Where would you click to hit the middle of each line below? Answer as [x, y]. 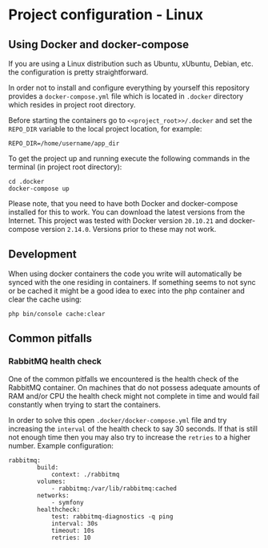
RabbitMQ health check [55, 361]
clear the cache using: [45, 299]
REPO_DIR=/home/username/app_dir [64, 144]
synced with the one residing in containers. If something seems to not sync [132, 282]
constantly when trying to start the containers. [85, 404]
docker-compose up [39, 189]
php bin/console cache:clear [57, 314]
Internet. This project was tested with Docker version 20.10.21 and [118, 221]
